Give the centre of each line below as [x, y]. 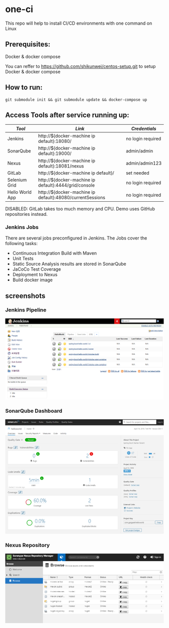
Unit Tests [23, 259]
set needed [137, 173]
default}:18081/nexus [61, 166]
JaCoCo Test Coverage [37, 269]
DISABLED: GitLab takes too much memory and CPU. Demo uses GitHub [80, 209]
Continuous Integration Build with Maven [55, 253]
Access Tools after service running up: [67, 115]
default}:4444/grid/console [66, 185]
